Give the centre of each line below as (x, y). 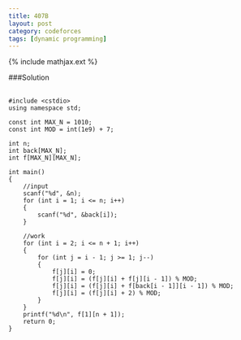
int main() (27, 172)
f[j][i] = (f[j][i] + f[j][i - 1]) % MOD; (125, 279)
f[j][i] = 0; (73, 272)
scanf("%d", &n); (52, 194)
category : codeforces (45, 31)
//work (34, 237)
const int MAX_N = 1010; (50, 123)
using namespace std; (45, 108)
